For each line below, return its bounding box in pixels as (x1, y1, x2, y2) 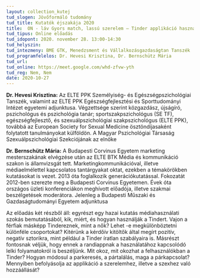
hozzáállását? (6, 266, 40, 274)
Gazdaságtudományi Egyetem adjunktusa (6, 198, 108, 205)
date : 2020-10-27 (6, 75, 49, 81)
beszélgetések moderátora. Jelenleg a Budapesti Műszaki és (6, 192, 156, 199)
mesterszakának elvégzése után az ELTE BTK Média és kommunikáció (6, 154, 179, 161)
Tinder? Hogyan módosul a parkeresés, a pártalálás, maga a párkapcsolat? (6, 254, 190, 261)
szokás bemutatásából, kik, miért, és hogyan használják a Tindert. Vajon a (6, 215, 187, 223)
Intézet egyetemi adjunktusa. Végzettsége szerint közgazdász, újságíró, (6, 104, 182, 111)
